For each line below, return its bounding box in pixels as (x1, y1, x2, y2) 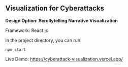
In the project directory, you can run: (5, 37, 82, 43)
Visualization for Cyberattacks (5, 4, 104, 13)
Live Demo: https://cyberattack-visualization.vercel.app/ (5, 56, 123, 62)
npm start (5, 47, 26, 52)
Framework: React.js (5, 27, 48, 33)
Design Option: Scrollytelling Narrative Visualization (5, 17, 118, 23)
